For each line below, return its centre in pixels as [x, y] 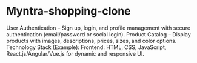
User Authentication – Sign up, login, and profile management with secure [98, 28]
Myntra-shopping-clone [69, 11]
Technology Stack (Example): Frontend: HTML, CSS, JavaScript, [86, 47]
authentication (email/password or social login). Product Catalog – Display [98, 34]
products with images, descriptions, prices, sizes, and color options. [92, 41]
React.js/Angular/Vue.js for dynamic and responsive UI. [75, 53]
